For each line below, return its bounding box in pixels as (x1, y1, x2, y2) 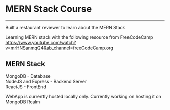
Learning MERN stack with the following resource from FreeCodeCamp (5, 34, 153, 40)
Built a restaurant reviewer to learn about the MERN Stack (5, 24, 125, 30)
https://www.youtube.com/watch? (5, 39, 76, 45)
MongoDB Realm (5, 99, 40, 105)
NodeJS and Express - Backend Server (5, 78, 87, 84)
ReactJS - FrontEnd (5, 84, 47, 90)
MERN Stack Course (5, 3, 92, 15)
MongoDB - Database (5, 73, 51, 79)
